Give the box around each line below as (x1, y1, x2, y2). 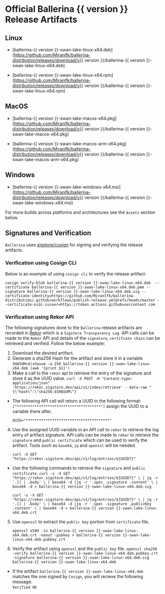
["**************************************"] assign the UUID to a (12, 403, 148, 409)
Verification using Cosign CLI (5, 260, 77, 267)
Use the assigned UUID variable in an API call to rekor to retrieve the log (12, 427, 159, 433)
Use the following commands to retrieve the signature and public (12, 465, 146, 471)
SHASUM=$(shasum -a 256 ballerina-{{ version (12, 362, 107, 366)
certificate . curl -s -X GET (12, 470, 70, 476)
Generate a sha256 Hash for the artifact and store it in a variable (12, 355, 143, 362)
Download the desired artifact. (12, 350, 74, 356)
